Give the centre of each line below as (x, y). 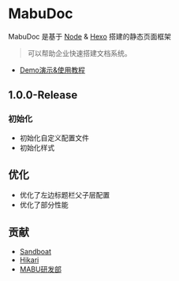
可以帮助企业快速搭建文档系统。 (79, 53)
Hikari (29, 260)
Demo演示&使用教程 (52, 70)
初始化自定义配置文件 (54, 138)
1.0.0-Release (43, 95)
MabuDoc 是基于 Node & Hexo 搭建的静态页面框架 (90, 36)
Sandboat (35, 252)
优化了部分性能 (44, 205)
